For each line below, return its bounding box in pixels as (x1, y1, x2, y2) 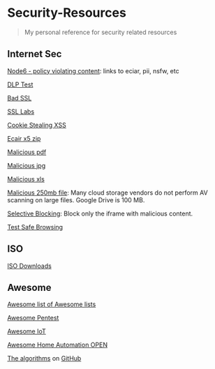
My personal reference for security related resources (24, 28, 177, 36)
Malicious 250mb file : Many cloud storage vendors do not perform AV (7, 188, 208, 197)
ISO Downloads (7, 262, 52, 270)
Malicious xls (7, 174, 45, 183)
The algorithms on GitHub (7, 354, 82, 363)
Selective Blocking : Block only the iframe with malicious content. (7, 209, 193, 218)
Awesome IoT (7, 327, 47, 336)
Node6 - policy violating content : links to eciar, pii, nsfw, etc (7, 66, 179, 75)
